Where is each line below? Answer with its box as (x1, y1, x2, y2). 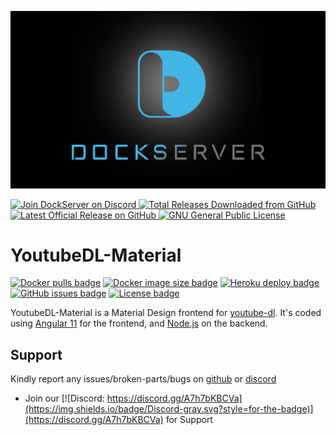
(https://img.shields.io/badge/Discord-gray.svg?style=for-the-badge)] (24, 403, 314, 415)
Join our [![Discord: (24, 392, 105, 405)
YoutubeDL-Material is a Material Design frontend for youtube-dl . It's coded (10, 307, 322, 319)
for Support (165, 414, 213, 426)
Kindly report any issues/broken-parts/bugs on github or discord (10, 373, 277, 385)
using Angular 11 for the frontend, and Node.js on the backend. (10, 317, 268, 330)
